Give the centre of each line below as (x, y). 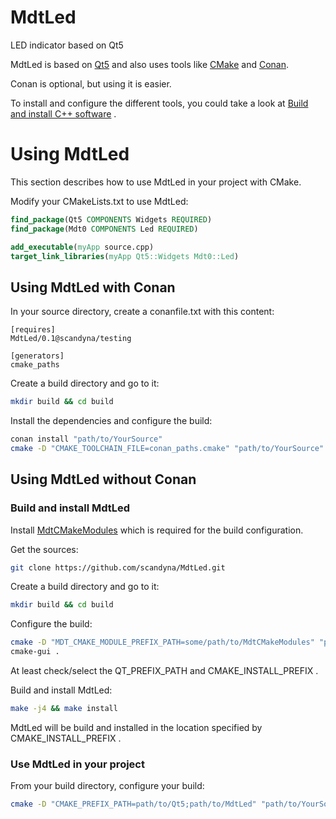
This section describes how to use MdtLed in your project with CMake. (156, 182)
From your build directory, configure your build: (107, 786)
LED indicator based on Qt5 (67, 45)
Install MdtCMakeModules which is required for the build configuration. (157, 530)
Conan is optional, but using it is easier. (91, 83)
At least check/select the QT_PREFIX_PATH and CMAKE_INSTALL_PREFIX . (164, 670)
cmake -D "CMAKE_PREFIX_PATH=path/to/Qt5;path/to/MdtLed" (133, 804)
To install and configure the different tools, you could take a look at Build (159, 103)
